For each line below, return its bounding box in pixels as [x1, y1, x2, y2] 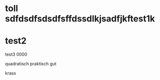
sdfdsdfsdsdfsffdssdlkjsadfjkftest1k [5, 13, 155, 24]
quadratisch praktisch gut [5, 61, 57, 67]
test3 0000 [5, 51, 28, 57]
